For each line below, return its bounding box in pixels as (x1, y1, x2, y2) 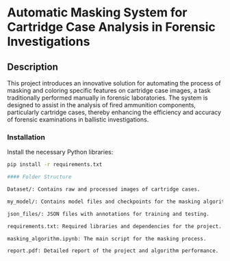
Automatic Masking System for (7, 5, 188, 20)
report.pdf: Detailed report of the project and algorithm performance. (7, 247, 219, 254)
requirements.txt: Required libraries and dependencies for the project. (7, 223, 222, 230)
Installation (7, 132, 46, 141)
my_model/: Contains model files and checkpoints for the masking (7, 198, 201, 205)
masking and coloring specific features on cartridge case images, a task (7, 87, 211, 94)
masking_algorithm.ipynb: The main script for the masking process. (7, 235, 207, 242)
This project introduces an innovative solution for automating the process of (7, 79, 221, 87)
